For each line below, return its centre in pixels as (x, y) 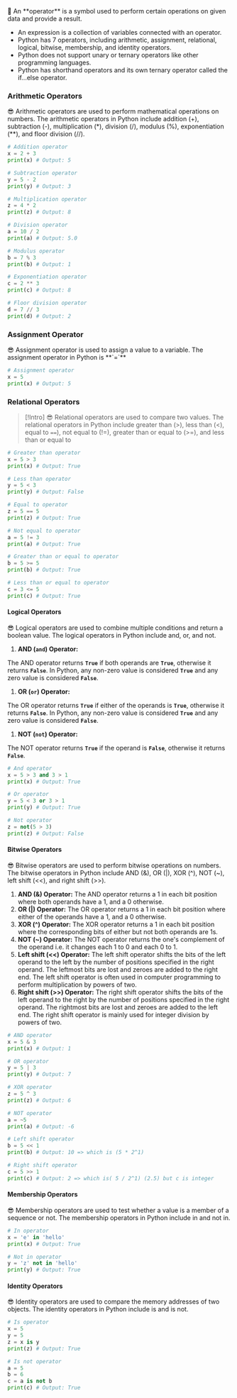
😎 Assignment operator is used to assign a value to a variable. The (105, 350)
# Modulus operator (36, 251)
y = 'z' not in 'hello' (43, 1263)
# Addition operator (38, 147)
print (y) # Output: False (45, 492)
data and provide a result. (45, 18)
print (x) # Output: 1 (39, 1048)
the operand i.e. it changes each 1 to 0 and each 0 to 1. (98, 947)
